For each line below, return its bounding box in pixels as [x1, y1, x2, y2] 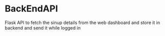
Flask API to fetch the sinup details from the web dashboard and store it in [5, 19, 160, 25]
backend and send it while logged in [5, 24, 81, 30]
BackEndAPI [5, 3, 58, 14]
